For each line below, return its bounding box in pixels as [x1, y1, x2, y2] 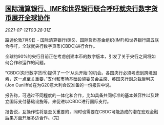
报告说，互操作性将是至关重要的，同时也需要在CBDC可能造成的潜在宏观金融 [5, 108, 159, 114]
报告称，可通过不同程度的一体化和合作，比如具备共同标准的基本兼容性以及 [5, 92, 155, 98]
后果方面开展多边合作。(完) [5, 115, 60, 121]
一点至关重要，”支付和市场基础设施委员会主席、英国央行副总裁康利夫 [18, 76, 155, 82]
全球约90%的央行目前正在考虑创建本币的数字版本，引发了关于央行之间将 [5, 53, 152, 59]
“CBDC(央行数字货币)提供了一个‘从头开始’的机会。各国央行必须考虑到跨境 [5, 70, 153, 75]
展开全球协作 [11, 14, 50, 22]
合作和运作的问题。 [9, 59, 48, 65]
